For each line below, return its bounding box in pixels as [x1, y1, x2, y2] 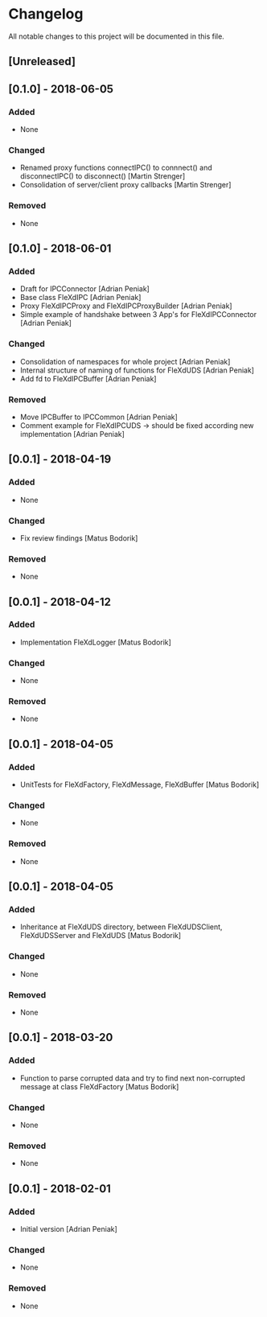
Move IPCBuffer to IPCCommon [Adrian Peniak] [19, 412, 179, 422]
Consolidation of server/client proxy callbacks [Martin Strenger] [19, 180, 232, 190]
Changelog [8, 5, 84, 23]
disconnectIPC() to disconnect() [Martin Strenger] [19, 171, 186, 181]
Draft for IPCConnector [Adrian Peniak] [19, 284, 150, 294]
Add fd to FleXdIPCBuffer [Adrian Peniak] [19, 373, 157, 383]
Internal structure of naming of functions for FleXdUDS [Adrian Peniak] [19, 365, 255, 375]
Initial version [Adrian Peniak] [19, 1224, 118, 1233]
